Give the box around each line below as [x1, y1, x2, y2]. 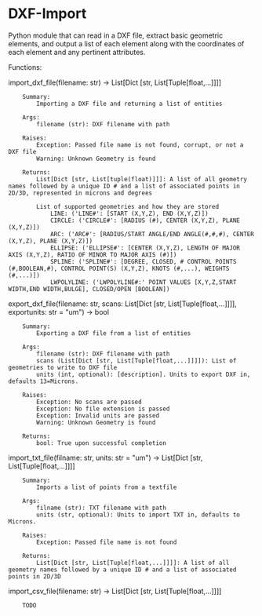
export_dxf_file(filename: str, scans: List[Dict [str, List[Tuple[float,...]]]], [8, 299, 237, 308]
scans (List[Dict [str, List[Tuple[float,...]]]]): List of [36, 356, 237, 365]
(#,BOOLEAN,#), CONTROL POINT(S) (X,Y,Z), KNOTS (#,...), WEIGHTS [8, 264, 230, 272]
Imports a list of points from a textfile [36, 483, 177, 491]
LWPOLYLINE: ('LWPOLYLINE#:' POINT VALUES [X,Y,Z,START [49, 278, 237, 286]
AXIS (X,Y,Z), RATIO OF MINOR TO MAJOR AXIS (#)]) [8, 250, 177, 259]
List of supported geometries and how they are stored [36, 202, 220, 210]
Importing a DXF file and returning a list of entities [36, 100, 223, 108]
